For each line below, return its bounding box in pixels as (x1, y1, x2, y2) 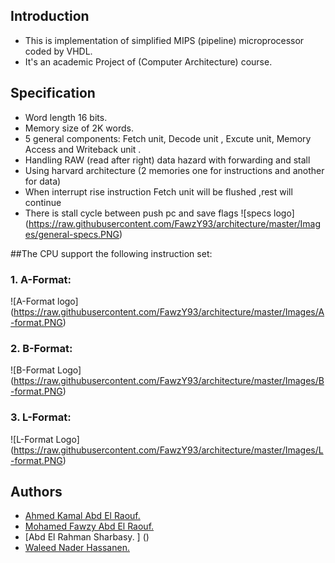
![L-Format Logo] (10, 433, 80, 445)
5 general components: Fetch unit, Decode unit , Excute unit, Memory (24, 132, 312, 144)
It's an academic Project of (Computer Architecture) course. (24, 55, 273, 68)
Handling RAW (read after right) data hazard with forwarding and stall (24, 154, 311, 166)
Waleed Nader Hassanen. (24, 542, 130, 554)
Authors (10, 483, 63, 500)
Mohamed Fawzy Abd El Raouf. (24, 520, 155, 533)
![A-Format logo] (10, 295, 79, 307)
